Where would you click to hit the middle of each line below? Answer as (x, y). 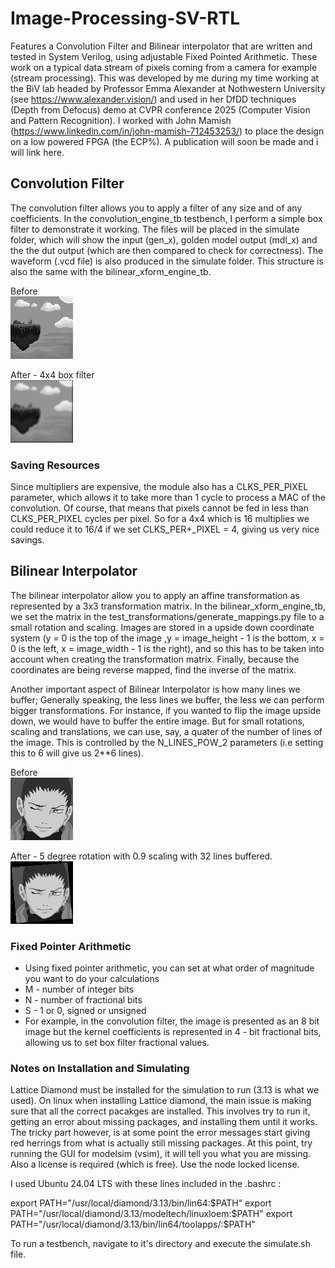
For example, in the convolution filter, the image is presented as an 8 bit (172, 1021)
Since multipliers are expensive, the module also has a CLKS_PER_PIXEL (159, 487)
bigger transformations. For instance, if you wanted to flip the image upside (166, 710)
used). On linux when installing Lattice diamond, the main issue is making (161, 1101)
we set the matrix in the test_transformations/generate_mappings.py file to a (167, 616)
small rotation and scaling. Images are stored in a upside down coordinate (162, 627)
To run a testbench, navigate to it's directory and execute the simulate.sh (161, 1244)
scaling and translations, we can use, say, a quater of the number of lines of (166, 731)
